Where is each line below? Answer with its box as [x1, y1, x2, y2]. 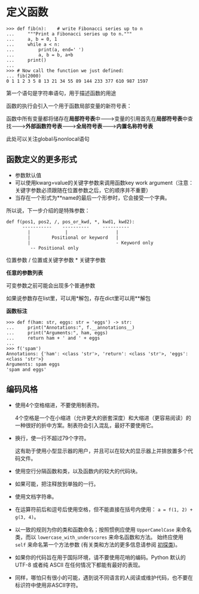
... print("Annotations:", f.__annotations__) [6, 325, 135, 331]
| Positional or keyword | [27, 235, 119, 241]
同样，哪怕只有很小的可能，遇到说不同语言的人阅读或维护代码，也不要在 [14, 574, 193, 581]
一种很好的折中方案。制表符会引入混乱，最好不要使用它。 [14, 421, 157, 429]
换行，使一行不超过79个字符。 [14, 434, 90, 442]
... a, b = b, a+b [6, 52, 74, 58]
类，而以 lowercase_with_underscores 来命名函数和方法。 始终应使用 [14, 533, 183, 541]
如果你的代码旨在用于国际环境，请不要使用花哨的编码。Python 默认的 [14, 553, 186, 561]
